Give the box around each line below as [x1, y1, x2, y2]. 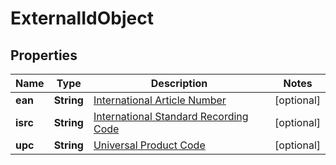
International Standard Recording [93, 110, 249, 123]
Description [150, 77, 208, 90]
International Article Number [93, 93, 227, 107]
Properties [10, 47, 78, 64]
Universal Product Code [93, 138, 206, 152]
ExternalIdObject [10, 7, 154, 30]
